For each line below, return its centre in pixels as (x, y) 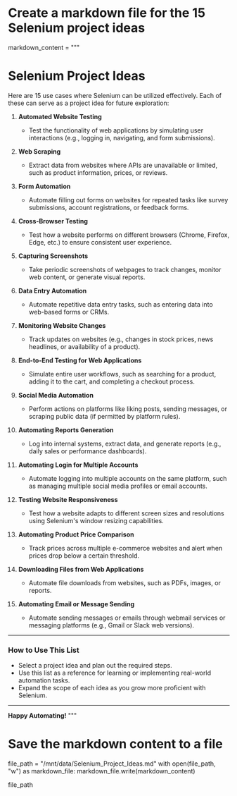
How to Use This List (44, 650)
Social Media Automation (56, 395)
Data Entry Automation (52, 290)
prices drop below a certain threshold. (84, 556)
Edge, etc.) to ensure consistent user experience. (100, 242)
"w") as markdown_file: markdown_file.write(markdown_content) (102, 771)
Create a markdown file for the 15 (107, 13)
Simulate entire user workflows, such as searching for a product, (122, 374)
